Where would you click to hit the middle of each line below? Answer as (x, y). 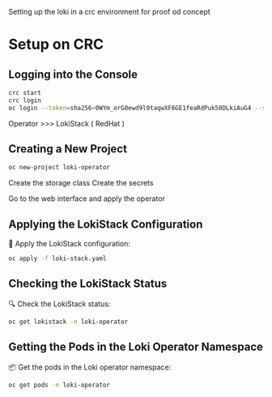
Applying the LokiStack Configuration (106, 224)
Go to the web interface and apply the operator (87, 198)
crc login (25, 100)
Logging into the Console (73, 74)
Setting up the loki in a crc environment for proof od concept (109, 12)
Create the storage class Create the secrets (81, 183)
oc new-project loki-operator (59, 168)
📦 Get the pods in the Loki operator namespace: (90, 367)
